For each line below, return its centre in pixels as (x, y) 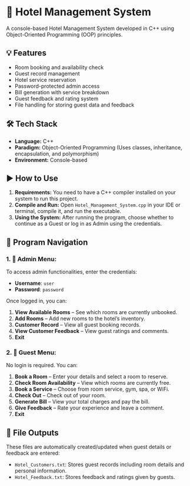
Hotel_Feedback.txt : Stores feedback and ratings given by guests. (95, 477)
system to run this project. (46, 199)
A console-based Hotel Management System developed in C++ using (90, 28)
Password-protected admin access (57, 86)
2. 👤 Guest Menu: (31, 352)
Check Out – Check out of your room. (60, 395)
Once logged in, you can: (36, 301)
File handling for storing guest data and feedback (74, 105)
